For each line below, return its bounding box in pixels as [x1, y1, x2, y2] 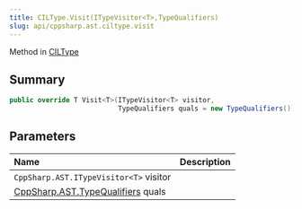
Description [179, 155, 231, 168]
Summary [9, 72, 66, 87]
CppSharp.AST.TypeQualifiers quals [13, 185, 166, 197]
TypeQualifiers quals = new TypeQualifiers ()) [118, 104, 296, 113]
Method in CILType [9, 46, 79, 57]
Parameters [9, 129, 76, 144]
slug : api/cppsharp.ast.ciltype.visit [9, 22, 155, 30]
